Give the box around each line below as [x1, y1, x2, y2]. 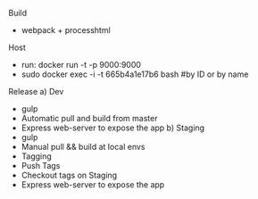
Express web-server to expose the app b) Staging [21, 122, 205, 133]
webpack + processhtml [21, 25, 111, 35]
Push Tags [21, 161, 61, 170]
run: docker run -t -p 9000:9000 [21, 60, 142, 70]
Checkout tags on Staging [21, 170, 118, 180]
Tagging [21, 151, 53, 162]
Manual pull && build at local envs [21, 142, 146, 152]
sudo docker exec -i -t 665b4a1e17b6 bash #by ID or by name [21, 69, 249, 79]
